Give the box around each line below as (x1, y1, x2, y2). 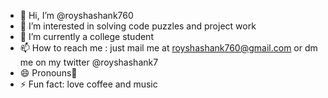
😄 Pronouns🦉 (19, 67, 78, 79)
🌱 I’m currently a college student (19, 31, 154, 42)
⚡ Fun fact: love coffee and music (19, 78, 158, 90)
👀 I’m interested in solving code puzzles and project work (19, 20, 257, 32)
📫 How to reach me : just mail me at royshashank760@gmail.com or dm (19, 42, 318, 54)
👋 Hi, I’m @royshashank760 (19, 10, 134, 21)
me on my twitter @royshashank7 (19, 56, 159, 68)
